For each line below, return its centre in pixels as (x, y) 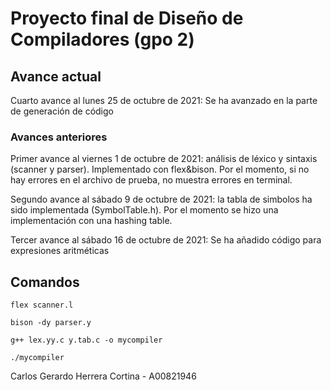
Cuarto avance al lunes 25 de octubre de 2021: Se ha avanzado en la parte (164, 100)
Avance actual (56, 76)
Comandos (45, 282)
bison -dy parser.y (51, 323)
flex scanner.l (42, 305)
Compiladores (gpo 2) (102, 39)
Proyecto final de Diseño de (127, 18)
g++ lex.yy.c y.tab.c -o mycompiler (86, 340)
